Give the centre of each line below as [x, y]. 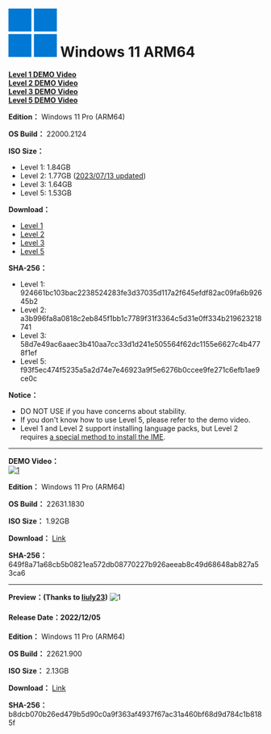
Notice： [23, 394]
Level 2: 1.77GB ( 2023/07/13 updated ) [83, 175]
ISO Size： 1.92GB [39, 521]
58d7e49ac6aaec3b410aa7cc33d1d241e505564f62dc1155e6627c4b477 [140, 344]
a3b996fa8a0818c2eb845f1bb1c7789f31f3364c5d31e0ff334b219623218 [141, 318]
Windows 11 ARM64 [128, 52]
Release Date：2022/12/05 [54, 617]
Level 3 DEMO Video [43, 91]
